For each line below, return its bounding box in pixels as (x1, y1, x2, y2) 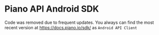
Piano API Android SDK (4, 3, 99, 15)
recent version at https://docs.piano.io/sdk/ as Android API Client (4, 24, 137, 30)
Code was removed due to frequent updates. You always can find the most (4, 19, 154, 25)
